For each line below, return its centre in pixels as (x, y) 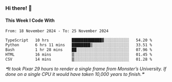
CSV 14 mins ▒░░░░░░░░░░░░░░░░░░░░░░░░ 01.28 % (79, 59)
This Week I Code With (30, 20)
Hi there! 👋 (19, 8)
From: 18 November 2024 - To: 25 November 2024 (57, 31)
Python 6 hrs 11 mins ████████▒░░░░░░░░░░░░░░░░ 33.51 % (79, 45)
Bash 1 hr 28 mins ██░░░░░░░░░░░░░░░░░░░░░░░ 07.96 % (79, 50)
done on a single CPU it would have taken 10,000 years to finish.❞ (75, 74)
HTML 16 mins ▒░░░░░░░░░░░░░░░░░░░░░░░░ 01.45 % (79, 54)
